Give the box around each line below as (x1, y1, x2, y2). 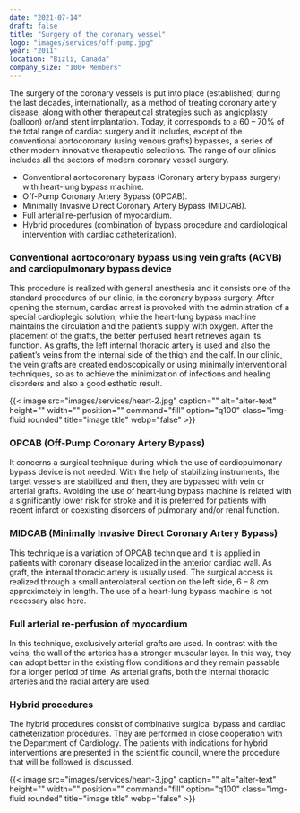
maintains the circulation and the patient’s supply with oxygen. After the (9, 321, 274, 332)
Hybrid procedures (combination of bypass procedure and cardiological (21, 219, 288, 229)
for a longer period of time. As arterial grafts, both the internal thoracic (9, 667, 270, 678)
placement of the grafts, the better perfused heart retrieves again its (9, 331, 261, 342)
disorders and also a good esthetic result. (9, 378, 163, 389)
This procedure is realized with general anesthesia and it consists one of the (9, 283, 291, 294)
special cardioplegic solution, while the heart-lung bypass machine (9, 311, 257, 323)
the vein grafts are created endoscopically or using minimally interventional (9, 359, 287, 370)
